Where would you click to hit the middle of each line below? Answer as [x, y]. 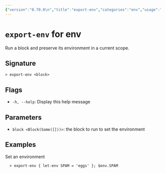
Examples [21, 145]
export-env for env [43, 34]
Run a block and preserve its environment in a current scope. [67, 48]
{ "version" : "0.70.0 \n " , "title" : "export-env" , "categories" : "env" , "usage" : [83, 10]
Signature [21, 63]
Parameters [23, 117]
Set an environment [25, 157]
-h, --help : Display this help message [51, 102]
